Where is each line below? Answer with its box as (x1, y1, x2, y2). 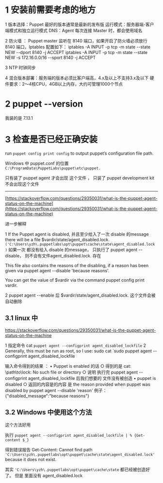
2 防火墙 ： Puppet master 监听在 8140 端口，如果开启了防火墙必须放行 (5, 37, 147, 44)
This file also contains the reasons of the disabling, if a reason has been (5, 262, 149, 268)
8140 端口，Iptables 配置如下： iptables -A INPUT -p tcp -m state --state (5, 44, 150, 50)
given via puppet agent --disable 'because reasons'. (5, 268, 110, 273)
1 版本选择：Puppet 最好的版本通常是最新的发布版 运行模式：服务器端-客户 (5, 21, 154, 27)
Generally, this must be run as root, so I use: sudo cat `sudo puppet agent (5, 348, 152, 354)
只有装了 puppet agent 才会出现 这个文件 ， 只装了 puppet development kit (5, 175, 154, 180)
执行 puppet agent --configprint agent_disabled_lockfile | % (5, 432, 132, 438)
